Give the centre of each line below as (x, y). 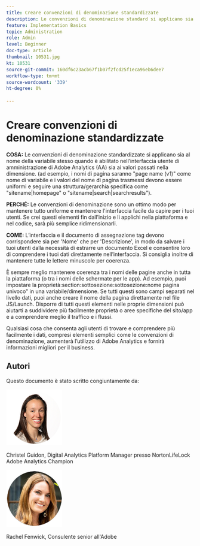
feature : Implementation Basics (46, 25)
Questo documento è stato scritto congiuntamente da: (73, 381)
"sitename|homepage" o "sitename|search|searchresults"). (79, 192)
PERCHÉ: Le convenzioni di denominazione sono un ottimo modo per (91, 204)
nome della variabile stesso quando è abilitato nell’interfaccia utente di (93, 161)
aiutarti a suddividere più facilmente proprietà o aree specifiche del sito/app (99, 310)
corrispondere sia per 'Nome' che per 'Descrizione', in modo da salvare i (96, 241)
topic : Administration (34, 32)
